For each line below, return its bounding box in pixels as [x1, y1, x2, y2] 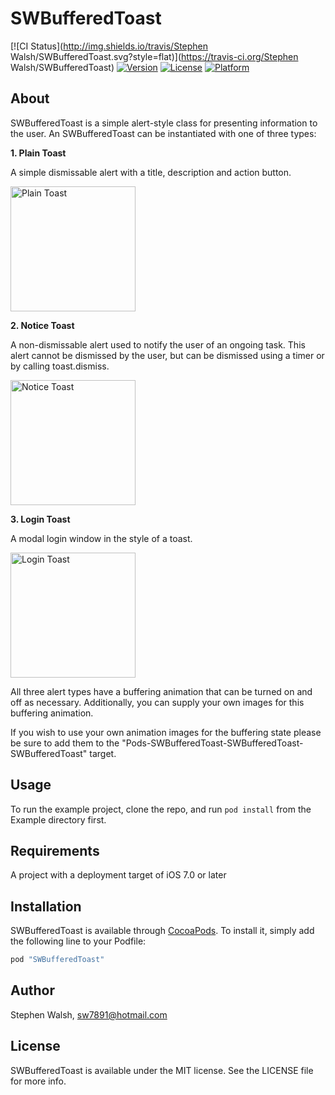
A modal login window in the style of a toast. [10, 532, 193, 544]
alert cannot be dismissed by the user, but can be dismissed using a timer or [10, 349, 325, 361]
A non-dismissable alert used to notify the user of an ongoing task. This [10, 338, 306, 351]
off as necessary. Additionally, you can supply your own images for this [10, 696, 305, 708]
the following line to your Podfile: [10, 935, 147, 947]
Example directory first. [10, 813, 107, 826]
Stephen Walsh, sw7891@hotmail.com [10, 1008, 168, 1021]
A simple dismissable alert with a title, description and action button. [10, 166, 292, 178]
